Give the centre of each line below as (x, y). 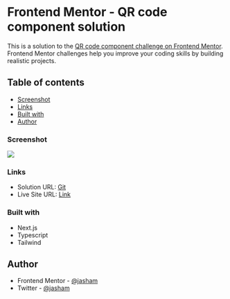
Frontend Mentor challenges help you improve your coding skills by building (115, 53)
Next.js (27, 228)
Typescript (33, 235)
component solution (67, 27)
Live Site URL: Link (44, 194)
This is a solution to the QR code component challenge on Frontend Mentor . (115, 46)
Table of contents (46, 83)
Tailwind (29, 242)
